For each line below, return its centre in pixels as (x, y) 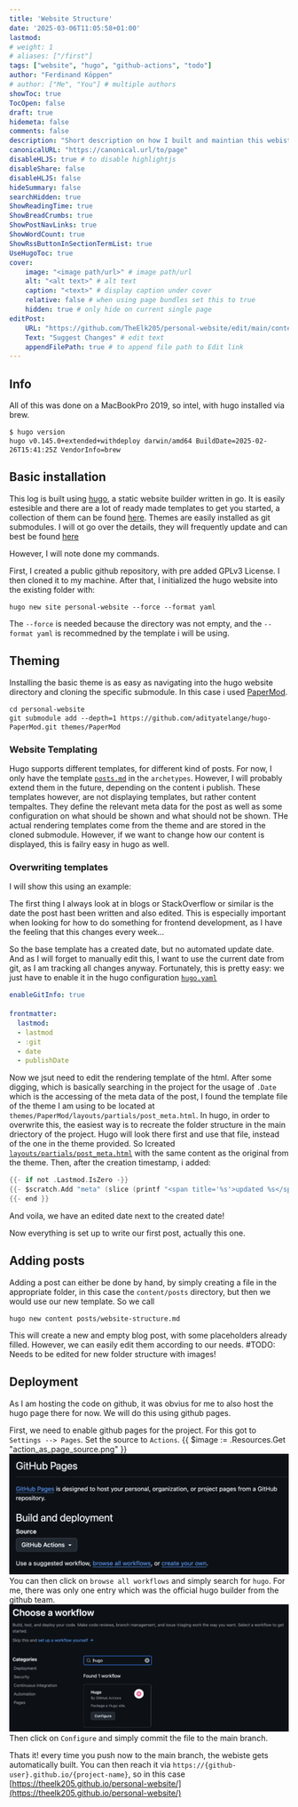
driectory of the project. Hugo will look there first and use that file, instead (145, 1134)
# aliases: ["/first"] (51, 56)
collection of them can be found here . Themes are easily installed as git (140, 517)
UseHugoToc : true (41, 253)
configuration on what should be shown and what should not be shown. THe (149, 816)
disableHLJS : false (45, 178)
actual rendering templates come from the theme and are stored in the (137, 825)
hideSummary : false (45, 188)
